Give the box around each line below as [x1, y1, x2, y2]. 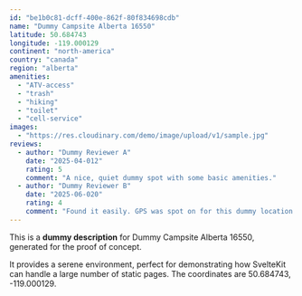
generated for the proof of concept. [9, 241, 142, 252]
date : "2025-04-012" [25, 156, 103, 166]
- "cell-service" [17, 114, 83, 123]
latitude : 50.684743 [9, 30, 88, 39]
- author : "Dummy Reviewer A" [17, 148, 131, 157]
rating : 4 [25, 198, 63, 208]
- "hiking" [17, 97, 59, 107]
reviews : [9, 139, 42, 148]
